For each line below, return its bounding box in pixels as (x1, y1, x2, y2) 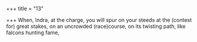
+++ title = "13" (6, 5, 44, 12)
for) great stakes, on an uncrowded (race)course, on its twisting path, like (6, 23, 186, 30)
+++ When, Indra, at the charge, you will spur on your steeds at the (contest (6, 17, 192, 23)
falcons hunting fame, (6, 29, 60, 36)
